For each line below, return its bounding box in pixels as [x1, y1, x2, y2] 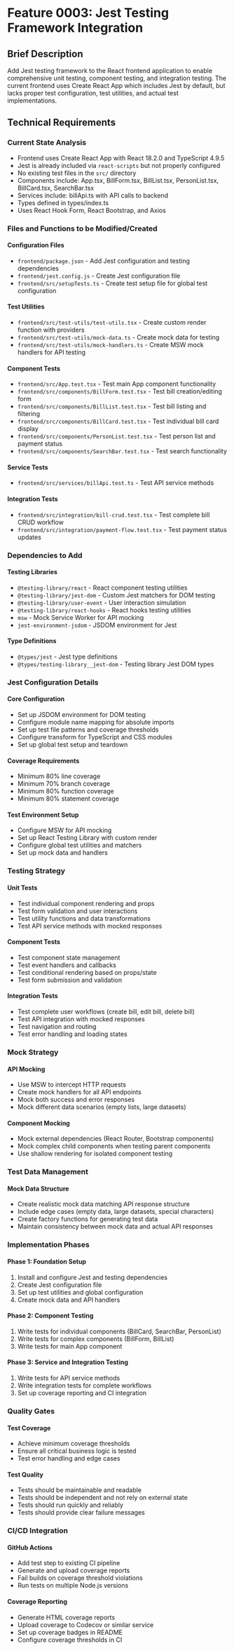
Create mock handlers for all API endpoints [17, 1088, 142, 1096]
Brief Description [7, 48, 83, 60]
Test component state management [17, 953, 121, 962]
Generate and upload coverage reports [17, 1566, 130, 1575]
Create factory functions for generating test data [17, 1215, 158, 1224]
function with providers [17, 325, 85, 335]
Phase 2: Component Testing [7, 1312, 94, 1320]
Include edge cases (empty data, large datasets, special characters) [17, 1208, 214, 1216]
